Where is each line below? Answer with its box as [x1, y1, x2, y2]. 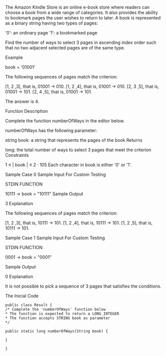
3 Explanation [5, 201, 33, 206]
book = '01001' [5, 64, 36, 70]
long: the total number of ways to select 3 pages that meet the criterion [5, 147, 152, 153]
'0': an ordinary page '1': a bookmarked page [5, 30, 98, 35]
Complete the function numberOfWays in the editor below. [5, 118, 125, 124]
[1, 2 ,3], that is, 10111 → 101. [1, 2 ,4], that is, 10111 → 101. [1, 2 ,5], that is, [5, 220, 153, 226]
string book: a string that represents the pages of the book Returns [5, 137, 143, 143]
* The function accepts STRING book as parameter [5, 316, 111, 321]
